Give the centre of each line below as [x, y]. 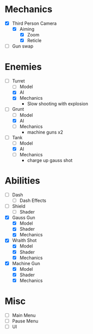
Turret [18, 81]
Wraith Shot [24, 240]
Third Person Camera [34, 23]
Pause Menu [25, 321]
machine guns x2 [45, 132]
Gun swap [22, 46]
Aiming [27, 29]
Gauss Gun [24, 218]
